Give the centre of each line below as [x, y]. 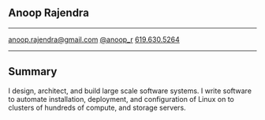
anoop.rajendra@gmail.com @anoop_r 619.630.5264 [94, 39]
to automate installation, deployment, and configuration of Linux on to [121, 99]
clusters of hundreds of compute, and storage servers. [97, 107]
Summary [33, 71]
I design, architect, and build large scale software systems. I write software [130, 91]
